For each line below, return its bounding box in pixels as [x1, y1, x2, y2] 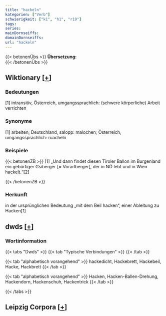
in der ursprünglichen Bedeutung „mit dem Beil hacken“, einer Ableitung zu [5, 202, 159, 208]
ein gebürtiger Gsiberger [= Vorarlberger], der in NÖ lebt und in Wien [5, 164, 147, 170]
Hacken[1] [5, 208, 26, 214]
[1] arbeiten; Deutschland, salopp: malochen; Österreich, [5, 129, 121, 135]
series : [5, 26, 21, 31]
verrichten [5, 105, 26, 111]
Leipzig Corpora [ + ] [5, 303, 67, 311]
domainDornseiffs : [5, 36, 43, 41]
